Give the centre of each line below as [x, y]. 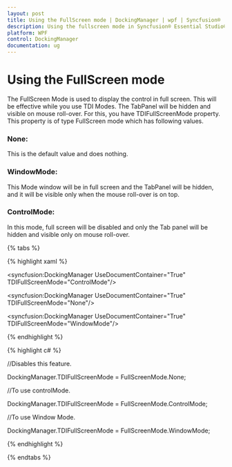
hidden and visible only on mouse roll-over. [68, 234]
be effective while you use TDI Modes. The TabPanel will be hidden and [109, 106]
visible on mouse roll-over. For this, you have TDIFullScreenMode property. [114, 113]
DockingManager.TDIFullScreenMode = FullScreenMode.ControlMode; [108, 403]
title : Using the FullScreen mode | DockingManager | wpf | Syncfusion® [114, 20]
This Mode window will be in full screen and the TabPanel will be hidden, [110, 187]
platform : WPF [28, 33]
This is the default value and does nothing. [68, 154]
